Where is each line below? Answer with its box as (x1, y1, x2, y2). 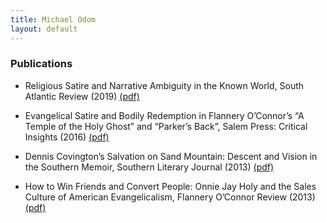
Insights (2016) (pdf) (24, 131, 110, 143)
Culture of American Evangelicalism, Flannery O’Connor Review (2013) (24, 191, 316, 203)
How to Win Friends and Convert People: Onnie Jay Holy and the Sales (24, 180, 317, 192)
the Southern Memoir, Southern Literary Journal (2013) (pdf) (24, 161, 275, 173)
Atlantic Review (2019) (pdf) (24, 90, 140, 102)
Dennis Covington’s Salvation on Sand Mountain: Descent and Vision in (24, 150, 318, 162)
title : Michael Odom (10, 14, 97, 25)
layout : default (10, 24, 78, 34)
